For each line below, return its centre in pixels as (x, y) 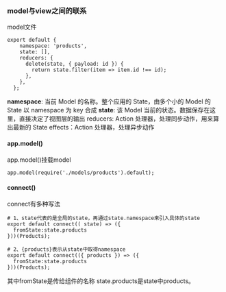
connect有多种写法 (34, 204)
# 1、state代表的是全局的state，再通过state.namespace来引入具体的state (104, 218)
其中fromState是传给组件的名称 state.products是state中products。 (101, 281)
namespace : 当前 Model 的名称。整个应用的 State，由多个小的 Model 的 (109, 101)
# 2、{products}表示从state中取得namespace (66, 249)
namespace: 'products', (53, 46)
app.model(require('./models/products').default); (81, 173)
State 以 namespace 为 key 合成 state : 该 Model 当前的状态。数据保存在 (109, 110)
